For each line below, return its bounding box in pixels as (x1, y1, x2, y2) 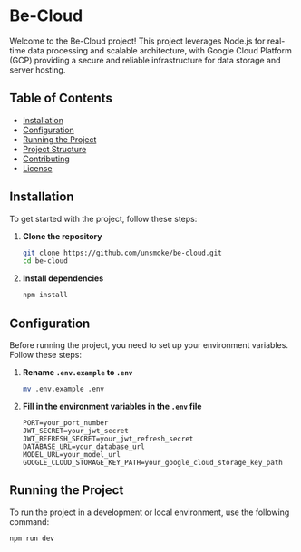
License (22, 162, 53, 173)
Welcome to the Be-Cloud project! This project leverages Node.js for (9, 35, 266, 46)
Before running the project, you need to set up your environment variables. (9, 340, 288, 350)
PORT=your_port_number (22, 418, 109, 427)
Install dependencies (22, 273, 104, 284)
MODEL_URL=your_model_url (22, 450, 121, 459)
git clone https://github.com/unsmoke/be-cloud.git (22, 248, 222, 257)
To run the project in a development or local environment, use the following (9, 507, 290, 518)
